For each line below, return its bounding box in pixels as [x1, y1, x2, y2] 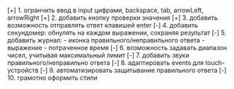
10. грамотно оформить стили [7, 73, 98, 82]
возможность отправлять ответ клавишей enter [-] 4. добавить [7, 21, 199, 29]
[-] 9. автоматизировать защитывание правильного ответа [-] [40, 66, 227, 74]
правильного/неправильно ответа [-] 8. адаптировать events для [7, 59, 204, 66]
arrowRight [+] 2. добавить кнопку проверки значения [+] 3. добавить [7, 13, 218, 22]
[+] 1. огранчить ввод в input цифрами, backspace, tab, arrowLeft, [7, 6, 204, 14]
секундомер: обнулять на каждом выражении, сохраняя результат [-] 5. [7, 28, 227, 37]
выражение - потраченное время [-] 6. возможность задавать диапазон [7, 44, 228, 52]
